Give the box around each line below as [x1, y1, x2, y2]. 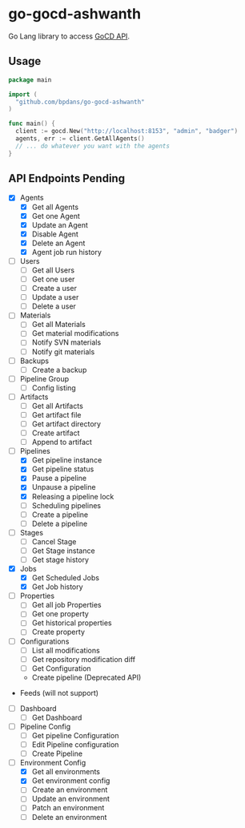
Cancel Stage [31, 536, 77, 546]
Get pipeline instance [31, 455, 102, 465]
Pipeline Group [19, 374, 70, 383]
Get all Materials [31, 320, 86, 329]
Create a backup [31, 365, 87, 374]
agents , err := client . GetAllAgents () [15, 135, 146, 143]
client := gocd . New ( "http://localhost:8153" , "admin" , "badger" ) [15, 127, 239, 135]
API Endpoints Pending [8, 172, 126, 185]
